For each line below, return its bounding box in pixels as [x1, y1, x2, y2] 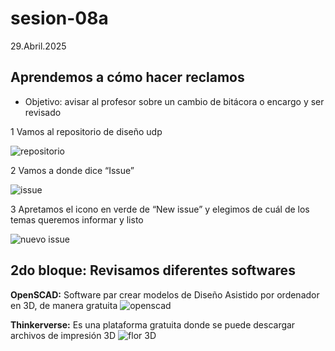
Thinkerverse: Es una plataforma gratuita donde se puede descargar [10, 318, 296, 331]
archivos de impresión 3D [10, 329, 117, 341]
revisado [24, 106, 62, 118]
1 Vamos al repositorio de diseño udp [10, 125, 163, 137]
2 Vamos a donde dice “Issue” [10, 164, 135, 176]
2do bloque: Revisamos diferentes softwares [10, 262, 296, 279]
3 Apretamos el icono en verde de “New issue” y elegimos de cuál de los [10, 203, 310, 215]
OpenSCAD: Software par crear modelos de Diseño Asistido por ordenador [10, 288, 320, 301]
